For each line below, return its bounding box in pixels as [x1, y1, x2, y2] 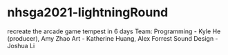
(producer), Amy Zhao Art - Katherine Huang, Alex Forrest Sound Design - [7, 34, 219, 42]
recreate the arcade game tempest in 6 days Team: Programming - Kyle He [7, 27, 221, 35]
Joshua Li [7, 41, 35, 50]
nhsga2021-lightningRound [7, 5, 169, 20]
